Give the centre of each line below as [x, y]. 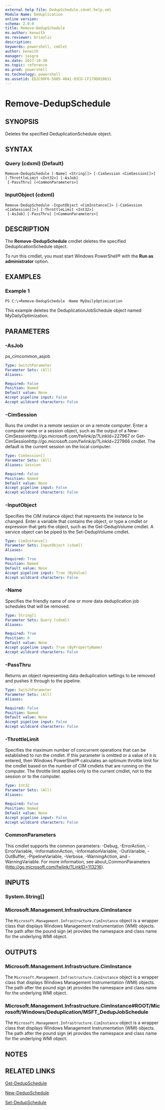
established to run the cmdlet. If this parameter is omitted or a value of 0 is [81, 756]
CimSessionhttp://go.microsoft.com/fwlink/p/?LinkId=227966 [68, 441]
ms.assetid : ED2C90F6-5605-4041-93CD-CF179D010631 [58, 79]
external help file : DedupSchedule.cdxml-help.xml [58, 10]
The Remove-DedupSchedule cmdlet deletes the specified [65, 241]
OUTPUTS [21, 952]
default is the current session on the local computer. [58, 447]
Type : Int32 [17, 786]
